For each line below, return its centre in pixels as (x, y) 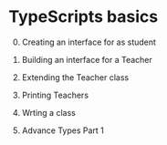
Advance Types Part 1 (63, 130)
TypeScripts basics (83, 17)
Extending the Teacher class (75, 77)
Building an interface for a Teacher (87, 59)
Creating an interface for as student (89, 42)
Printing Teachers (55, 95)
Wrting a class (49, 112)
